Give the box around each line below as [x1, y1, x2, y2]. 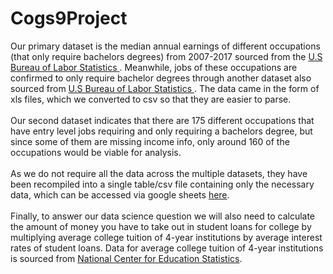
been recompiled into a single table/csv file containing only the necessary [10, 178, 315, 190]
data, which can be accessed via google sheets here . [10, 188, 230, 201]
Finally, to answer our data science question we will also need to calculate [10, 210, 316, 222]
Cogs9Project [10, 7, 128, 30]
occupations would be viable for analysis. [10, 146, 182, 158]
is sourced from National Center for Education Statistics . [10, 252, 243, 264]
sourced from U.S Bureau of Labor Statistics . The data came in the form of [10, 82, 320, 94]
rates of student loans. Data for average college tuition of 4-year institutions [10, 242, 324, 254]
